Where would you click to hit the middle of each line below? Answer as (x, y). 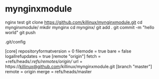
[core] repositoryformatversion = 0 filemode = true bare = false (68, 51)
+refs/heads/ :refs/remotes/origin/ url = (44, 61)
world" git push (20, 32)
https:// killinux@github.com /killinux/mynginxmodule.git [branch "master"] (79, 66)
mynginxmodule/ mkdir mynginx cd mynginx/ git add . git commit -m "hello (80, 27)
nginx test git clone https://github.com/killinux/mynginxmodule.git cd (74, 22)
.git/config (15, 41)
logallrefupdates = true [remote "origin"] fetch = (53, 56)
